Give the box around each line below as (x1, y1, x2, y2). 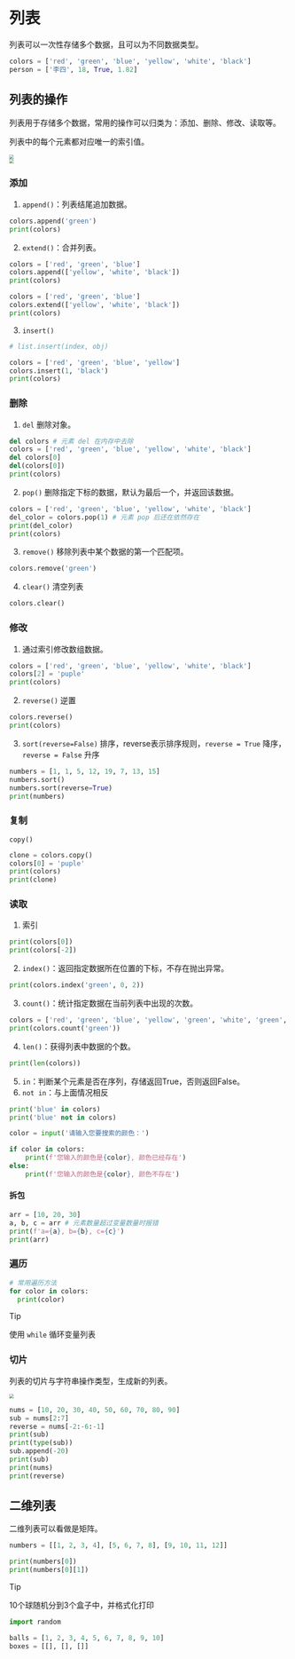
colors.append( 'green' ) (9, 217, 97, 225)
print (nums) (9, 1463, 53, 1472)
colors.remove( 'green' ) (9, 565, 97, 573)
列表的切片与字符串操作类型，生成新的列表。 (9, 1375, 173, 1386)
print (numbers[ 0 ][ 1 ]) (9, 1566, 89, 1575)
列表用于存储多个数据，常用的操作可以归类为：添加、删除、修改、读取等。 (9, 117, 281, 128)
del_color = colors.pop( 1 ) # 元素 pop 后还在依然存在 (9, 512, 200, 522)
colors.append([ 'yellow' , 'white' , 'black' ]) (9, 268, 180, 277)
